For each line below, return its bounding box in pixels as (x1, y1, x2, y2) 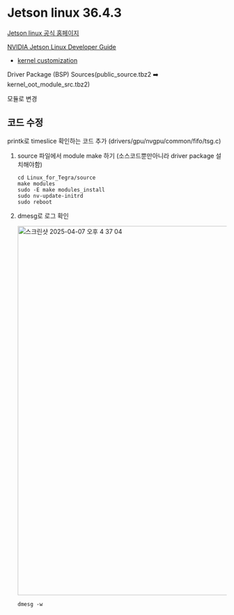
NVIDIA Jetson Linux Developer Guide (7, 42, 116, 51)
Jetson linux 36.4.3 (7, 5, 122, 21)
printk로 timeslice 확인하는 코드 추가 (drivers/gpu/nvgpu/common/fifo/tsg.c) (7, 137, 221, 145)
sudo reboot (17, 198, 52, 205)
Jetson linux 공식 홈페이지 (7, 29, 79, 37)
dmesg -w (17, 600, 43, 607)
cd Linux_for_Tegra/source (17, 174, 96, 181)
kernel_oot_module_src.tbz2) (7, 80, 91, 88)
